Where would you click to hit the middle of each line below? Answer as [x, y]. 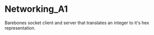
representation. [20, 28]
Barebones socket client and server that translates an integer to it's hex [77, 23]
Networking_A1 [36, 9]
